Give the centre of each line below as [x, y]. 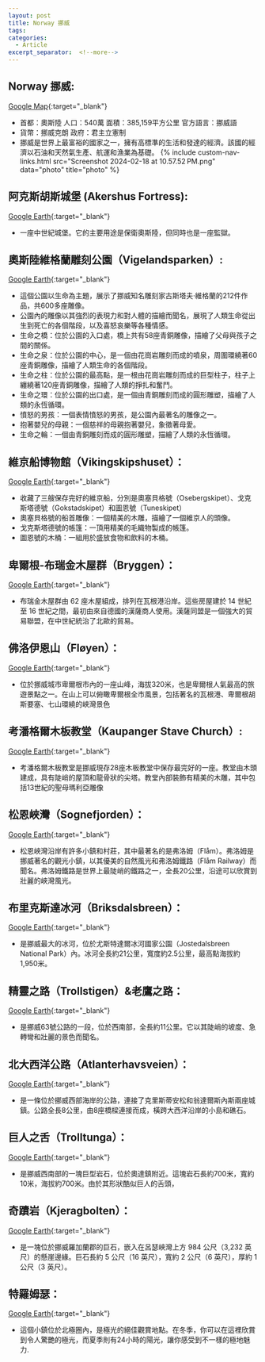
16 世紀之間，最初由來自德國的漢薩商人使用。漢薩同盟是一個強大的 [138, 611]
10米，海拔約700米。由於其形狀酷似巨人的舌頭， [99, 1184]
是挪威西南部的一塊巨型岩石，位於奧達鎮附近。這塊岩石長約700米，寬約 [137, 1173]
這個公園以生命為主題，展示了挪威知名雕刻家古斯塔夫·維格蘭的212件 [130, 296]
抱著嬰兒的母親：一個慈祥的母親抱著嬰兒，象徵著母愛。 [110, 424]
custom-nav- [219, 152]
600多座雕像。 [65, 305]
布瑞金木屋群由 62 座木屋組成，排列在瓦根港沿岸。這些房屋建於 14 [127, 601]
